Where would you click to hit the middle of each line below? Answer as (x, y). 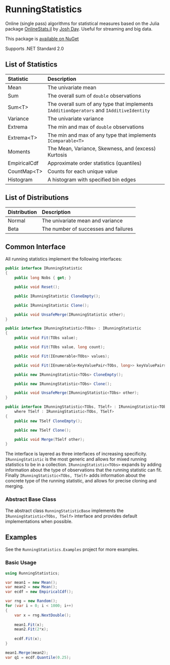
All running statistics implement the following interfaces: (64, 259)
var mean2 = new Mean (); (31, 587)
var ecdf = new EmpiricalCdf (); (39, 592)
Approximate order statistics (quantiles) (94, 163)
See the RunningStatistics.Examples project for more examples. (72, 550)
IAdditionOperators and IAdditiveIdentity (99, 110)
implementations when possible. (39, 521)
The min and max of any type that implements (102, 135)
